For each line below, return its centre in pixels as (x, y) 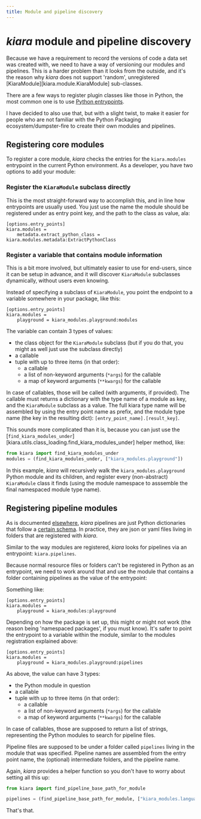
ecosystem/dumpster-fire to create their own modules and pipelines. (91, 126)
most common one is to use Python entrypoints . (65, 101)
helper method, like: (161, 442)
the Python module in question (53, 685)
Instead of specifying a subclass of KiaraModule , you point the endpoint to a (100, 292)
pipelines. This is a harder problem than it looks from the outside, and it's (96, 71)
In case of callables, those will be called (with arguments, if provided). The (98, 392)
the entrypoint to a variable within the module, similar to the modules (91, 634)
